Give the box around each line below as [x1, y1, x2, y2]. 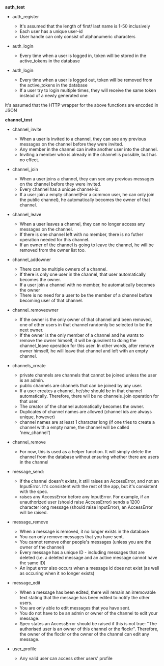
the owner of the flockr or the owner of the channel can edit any [19, 631, 150, 637]
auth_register [12, 14, 39, 19]
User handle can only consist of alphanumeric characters [19, 34, 136, 39]
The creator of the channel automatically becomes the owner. [19, 404, 144, 409]
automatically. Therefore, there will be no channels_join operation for [19, 393, 159, 399]
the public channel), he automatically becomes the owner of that [19, 197, 150, 203]
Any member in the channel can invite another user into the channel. [19, 146, 158, 152]
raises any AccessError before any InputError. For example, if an [19, 494, 150, 499]
